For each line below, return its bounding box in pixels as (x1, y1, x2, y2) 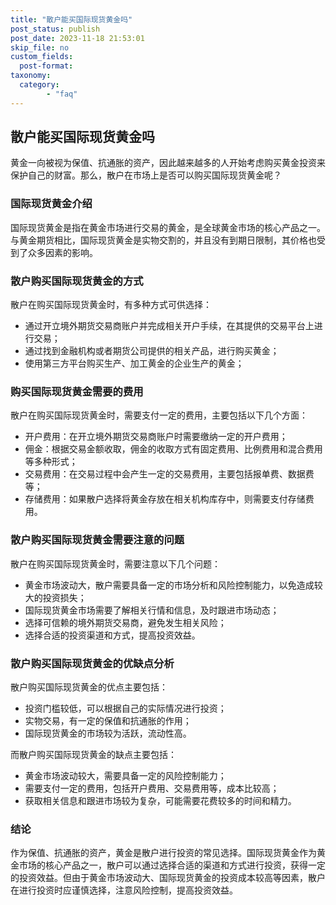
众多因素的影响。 (27, 246, 98, 258)
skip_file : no (10, 42, 70, 53)
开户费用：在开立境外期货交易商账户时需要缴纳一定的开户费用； (24, 431, 288, 443)
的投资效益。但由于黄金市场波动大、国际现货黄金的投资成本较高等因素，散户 (10, 872, 326, 884)
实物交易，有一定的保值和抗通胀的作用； (24, 714, 192, 726)
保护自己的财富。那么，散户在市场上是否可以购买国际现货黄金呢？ (10, 169, 282, 181)
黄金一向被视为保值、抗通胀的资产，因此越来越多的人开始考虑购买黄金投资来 (10, 157, 326, 169)
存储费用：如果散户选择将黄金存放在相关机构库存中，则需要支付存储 (24, 493, 306, 505)
